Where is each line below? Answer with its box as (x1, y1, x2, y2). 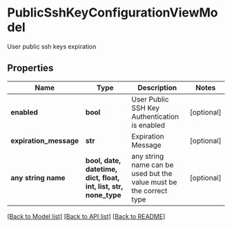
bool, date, (85, 155, 122, 165)
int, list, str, (85, 181, 124, 191)
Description (137, 83, 177, 92)
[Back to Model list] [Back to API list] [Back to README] (7, 212, 166, 220)
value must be (131, 177, 177, 187)
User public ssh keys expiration (7, 42, 97, 50)
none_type (85, 190, 122, 199)
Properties (7, 62, 54, 74)
